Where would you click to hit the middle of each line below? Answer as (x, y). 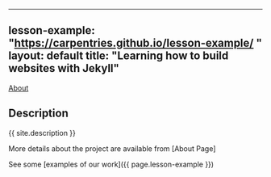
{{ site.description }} (42, 133)
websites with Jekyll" (64, 68)
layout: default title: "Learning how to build (119, 56)
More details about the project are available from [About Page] (112, 148)
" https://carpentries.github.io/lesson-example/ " (135, 43)
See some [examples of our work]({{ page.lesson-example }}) (111, 164)
